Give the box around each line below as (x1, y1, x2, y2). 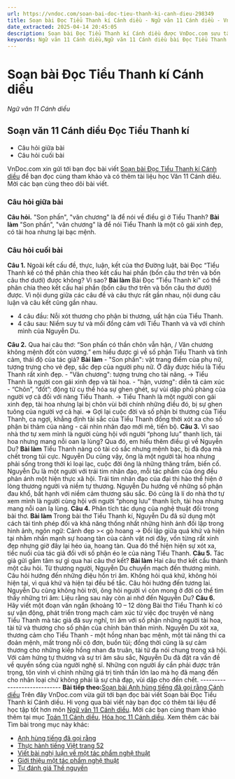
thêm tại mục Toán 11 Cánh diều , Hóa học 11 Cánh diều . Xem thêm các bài (7, 713, 220, 722)
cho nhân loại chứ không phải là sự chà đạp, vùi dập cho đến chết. (7, 676, 199, 684)
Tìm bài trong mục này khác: (7, 720, 90, 729)
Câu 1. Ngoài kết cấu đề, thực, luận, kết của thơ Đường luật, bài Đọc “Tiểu (7, 261, 220, 270)
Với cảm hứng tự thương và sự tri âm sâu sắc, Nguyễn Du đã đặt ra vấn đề (7, 653, 220, 662)
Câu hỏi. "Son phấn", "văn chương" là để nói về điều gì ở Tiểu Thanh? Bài (7, 213, 220, 222)
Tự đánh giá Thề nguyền (17, 764, 88, 772)
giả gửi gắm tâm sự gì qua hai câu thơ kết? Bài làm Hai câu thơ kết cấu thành (7, 557, 228, 565)
